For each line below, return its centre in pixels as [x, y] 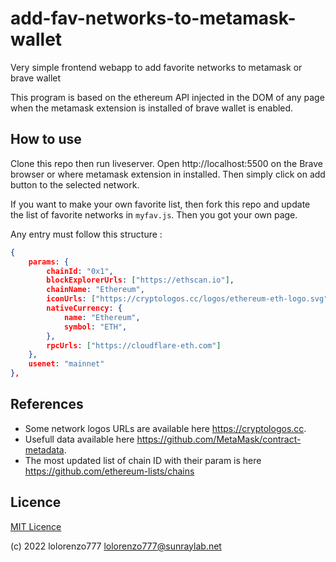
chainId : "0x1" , [80, 271]
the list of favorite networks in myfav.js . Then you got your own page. [154, 214]
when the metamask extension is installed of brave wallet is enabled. [152, 108]
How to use [46, 139]
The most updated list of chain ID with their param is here [143, 460]
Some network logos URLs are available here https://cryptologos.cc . [165, 428]
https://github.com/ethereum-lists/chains [109, 471]
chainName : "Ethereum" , [95, 290]
